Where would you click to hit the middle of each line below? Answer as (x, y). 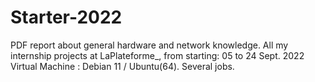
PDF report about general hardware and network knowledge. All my (149, 45)
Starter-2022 (66, 17)
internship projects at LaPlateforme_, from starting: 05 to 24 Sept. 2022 (157, 55)
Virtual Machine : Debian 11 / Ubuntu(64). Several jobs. (122, 66)
